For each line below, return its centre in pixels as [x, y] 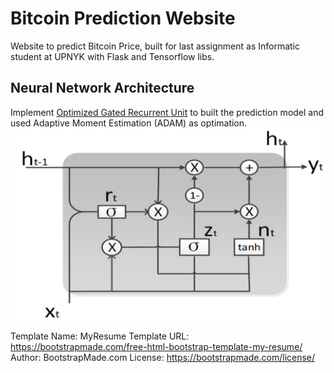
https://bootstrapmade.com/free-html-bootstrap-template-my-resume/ [156, 347]
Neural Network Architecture [102, 88]
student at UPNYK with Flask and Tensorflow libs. [112, 56]
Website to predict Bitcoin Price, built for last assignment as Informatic [155, 46]
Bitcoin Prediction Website [123, 18]
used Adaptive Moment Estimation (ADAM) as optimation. [129, 123]
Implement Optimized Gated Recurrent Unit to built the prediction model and [167, 112]
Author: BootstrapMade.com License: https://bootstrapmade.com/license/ [163, 358]
